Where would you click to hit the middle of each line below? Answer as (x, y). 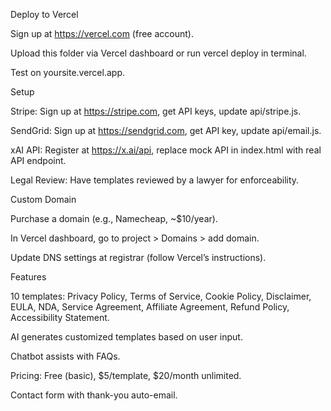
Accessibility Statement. (60, 317)
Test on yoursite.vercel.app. (67, 72)
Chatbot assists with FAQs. (65, 356)
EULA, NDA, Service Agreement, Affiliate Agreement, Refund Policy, (150, 307)
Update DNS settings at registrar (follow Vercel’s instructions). (138, 257)
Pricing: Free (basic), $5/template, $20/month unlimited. (126, 375)
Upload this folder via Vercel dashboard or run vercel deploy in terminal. (158, 53)
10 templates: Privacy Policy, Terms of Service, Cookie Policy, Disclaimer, (161, 296)
